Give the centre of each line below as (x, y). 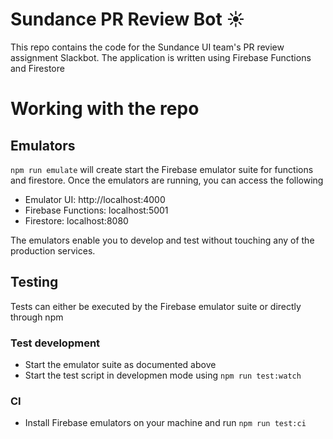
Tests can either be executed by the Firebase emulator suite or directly (156, 306)
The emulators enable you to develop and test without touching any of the (162, 240)
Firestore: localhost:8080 (76, 220)
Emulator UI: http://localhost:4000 (95, 199)
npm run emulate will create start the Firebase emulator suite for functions (162, 169)
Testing (34, 282)
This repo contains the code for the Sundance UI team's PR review (147, 47)
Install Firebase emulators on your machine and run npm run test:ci (165, 423)
